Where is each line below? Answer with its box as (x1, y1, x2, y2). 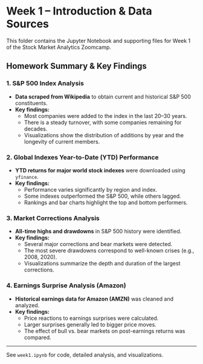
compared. (24, 334, 51, 341)
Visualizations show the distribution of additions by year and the (24, 131, 184, 138)
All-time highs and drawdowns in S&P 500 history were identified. (14, 228, 182, 235)
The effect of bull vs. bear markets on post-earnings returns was (24, 327, 185, 334)
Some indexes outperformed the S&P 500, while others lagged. (24, 192, 181, 200)
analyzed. (14, 301, 40, 309)
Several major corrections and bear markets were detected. (24, 241, 173, 248)
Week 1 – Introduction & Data (6, 4, 152, 18)
